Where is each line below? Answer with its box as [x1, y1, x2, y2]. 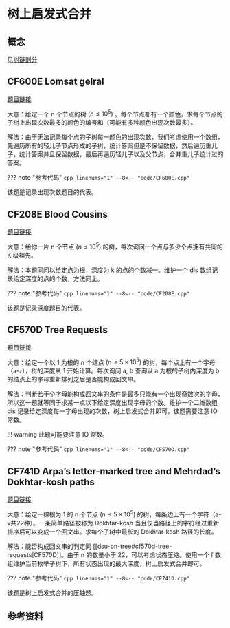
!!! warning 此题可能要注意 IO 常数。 [7, 430, 108, 439]
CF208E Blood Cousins [7, 208, 108, 220]
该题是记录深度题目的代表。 [7, 304, 86, 312]
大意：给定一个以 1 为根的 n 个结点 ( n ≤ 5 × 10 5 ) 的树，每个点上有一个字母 [7, 357, 216, 366]
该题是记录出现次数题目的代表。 [7, 188, 97, 196]
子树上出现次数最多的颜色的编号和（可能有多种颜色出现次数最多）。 [7, 118, 197, 127]
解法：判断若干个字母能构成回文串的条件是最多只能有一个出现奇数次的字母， [7, 390, 224, 398]
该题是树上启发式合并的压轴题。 [7, 588, 97, 596]
